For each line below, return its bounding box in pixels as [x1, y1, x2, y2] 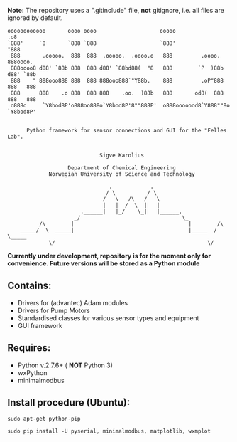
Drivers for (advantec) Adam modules [17, 298, 128, 307]
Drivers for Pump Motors [17, 306, 90, 315]
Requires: [7, 342, 51, 354]
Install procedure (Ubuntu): [7, 396, 131, 409]
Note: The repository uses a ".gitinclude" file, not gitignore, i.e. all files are [7, 6, 225, 14]
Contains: [7, 280, 52, 292]
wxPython [17, 368, 48, 377]
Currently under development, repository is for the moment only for [7, 252, 211, 260]
